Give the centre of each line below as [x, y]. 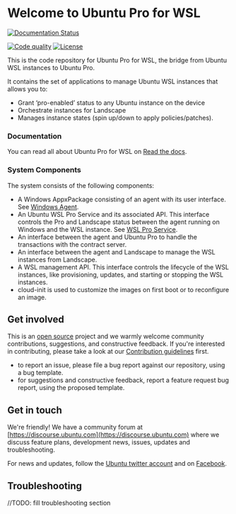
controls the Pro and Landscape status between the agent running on [119, 222]
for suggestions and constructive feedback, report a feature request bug [123, 380]
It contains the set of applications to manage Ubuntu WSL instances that [113, 81]
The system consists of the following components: [81, 185]
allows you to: [28, 89]
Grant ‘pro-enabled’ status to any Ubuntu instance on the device [111, 102]
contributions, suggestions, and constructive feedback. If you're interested [116, 344]
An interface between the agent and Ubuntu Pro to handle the [107, 237]
